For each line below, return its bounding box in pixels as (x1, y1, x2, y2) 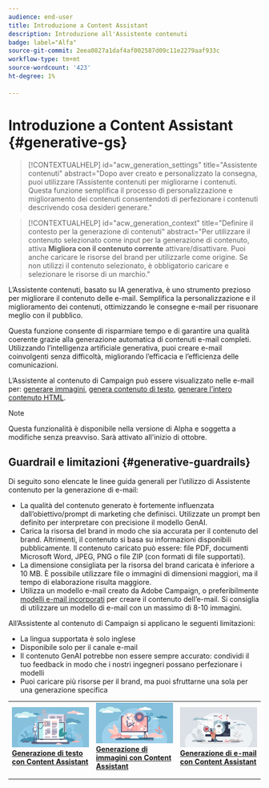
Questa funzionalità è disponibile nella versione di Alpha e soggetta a (8, 424, 236, 433)
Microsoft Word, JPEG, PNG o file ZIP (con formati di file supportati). (19, 552, 246, 562)
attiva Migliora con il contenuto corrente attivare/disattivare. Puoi (27, 243, 246, 253)
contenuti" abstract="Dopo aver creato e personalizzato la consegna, (27, 169, 258, 178)
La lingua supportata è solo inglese (19, 634, 136, 644)
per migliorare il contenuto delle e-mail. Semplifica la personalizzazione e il (8, 293, 256, 303)
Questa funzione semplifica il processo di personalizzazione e (27, 185, 234, 195)
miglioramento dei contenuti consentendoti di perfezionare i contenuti (27, 193, 259, 204)
